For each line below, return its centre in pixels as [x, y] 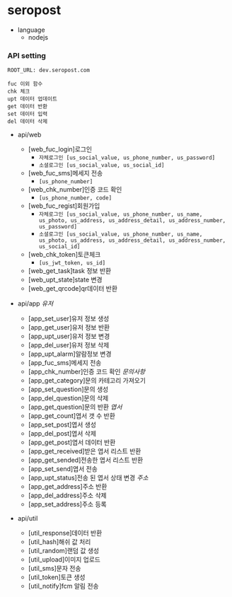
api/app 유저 [35, 303]
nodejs [38, 37]
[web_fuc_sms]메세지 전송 [65, 173]
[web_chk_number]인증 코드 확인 [75, 190]
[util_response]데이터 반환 [65, 533]
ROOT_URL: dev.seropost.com [49, 70]
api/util [28, 518]
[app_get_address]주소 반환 [68, 487]
